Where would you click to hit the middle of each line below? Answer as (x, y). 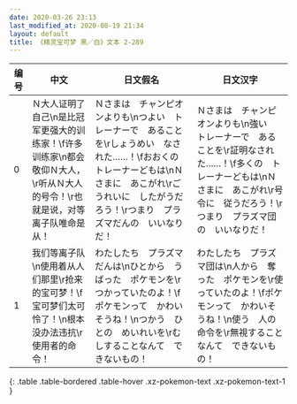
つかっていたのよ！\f (138, 293)
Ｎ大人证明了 (59, 104)
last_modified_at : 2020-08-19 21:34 (76, 26)
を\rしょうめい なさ (138, 144)
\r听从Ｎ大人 (57, 184)
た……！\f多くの (230, 164)
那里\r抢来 (62, 279)
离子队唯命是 (59, 224)
